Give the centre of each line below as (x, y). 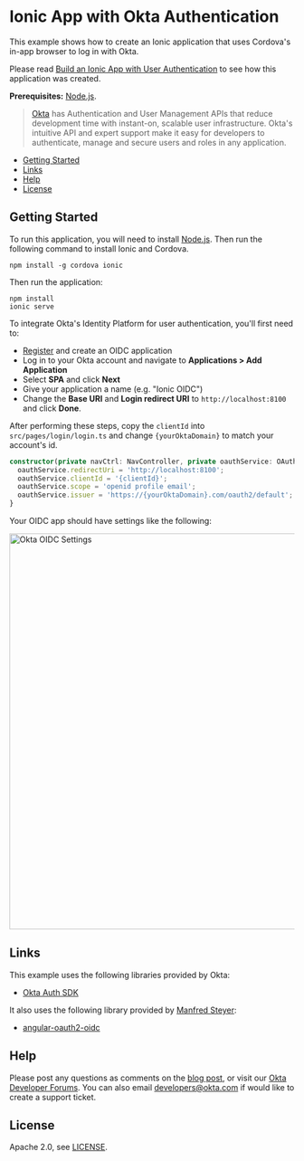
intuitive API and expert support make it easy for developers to (148, 132)
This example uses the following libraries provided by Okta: (120, 975)
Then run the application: (56, 281)
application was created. (55, 78)
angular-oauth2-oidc (62, 1027)
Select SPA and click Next (71, 379)
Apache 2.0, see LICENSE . (59, 1147)
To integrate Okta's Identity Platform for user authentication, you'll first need (152, 323)
